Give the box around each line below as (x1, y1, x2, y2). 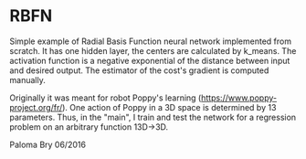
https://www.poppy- (200, 92, 277, 103)
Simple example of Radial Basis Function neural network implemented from (9, 36, 292, 47)
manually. (9, 74, 46, 85)
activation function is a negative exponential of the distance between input (9, 55, 290, 66)
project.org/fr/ (9, 101, 63, 112)
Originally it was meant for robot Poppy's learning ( (9, 92, 202, 103)
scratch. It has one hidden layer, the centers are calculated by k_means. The (9, 45, 297, 56)
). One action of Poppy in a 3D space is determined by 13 (62, 101, 277, 112)
